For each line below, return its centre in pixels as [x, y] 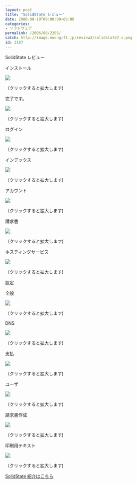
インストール [18, 68]
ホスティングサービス [27, 252]
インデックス [18, 160]
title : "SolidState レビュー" [35, 15]
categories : [17, 24]
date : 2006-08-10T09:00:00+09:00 [40, 19]
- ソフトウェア [19, 29]
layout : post [19, 10]
